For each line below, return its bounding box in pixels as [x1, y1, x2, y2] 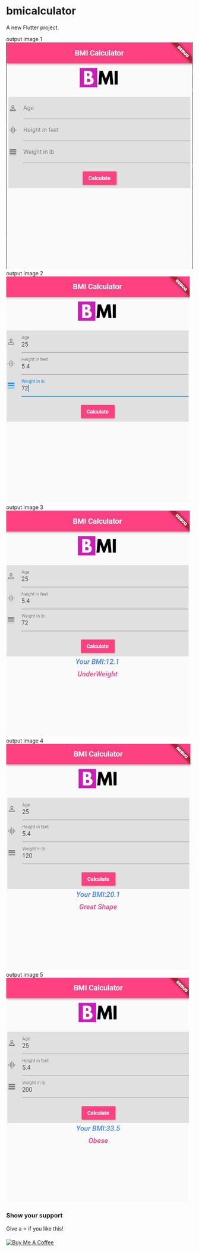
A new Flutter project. [6, 24, 59, 31]
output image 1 [6, 35, 43, 42]
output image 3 [6, 504, 43, 511]
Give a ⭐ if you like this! [6, 1225, 64, 1232]
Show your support [6, 1211, 63, 1219]
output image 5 [6, 971, 43, 978]
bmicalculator [6, 4, 76, 18]
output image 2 [6, 269, 43, 277]
